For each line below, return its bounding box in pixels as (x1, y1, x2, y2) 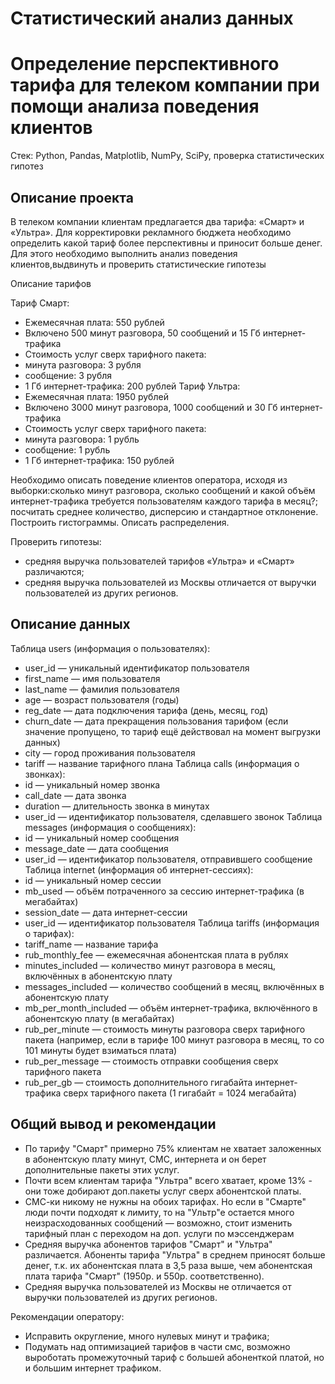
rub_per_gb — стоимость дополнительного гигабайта (24, 1076, 253, 1088)
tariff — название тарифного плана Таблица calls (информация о (24, 757, 300, 769)
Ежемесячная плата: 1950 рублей (24, 390, 169, 402)
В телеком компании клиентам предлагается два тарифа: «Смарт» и (10, 215, 305, 227)
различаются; (24, 565, 85, 577)
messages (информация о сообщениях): (24, 821, 197, 833)
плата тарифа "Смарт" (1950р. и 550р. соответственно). (24, 1270, 265, 1282)
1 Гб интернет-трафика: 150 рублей (24, 454, 175, 466)
